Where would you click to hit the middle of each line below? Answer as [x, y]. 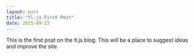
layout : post [23, 12]
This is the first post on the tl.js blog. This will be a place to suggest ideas [97, 40]
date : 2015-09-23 [28, 23]
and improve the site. [33, 46]
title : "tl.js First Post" [40, 17]
